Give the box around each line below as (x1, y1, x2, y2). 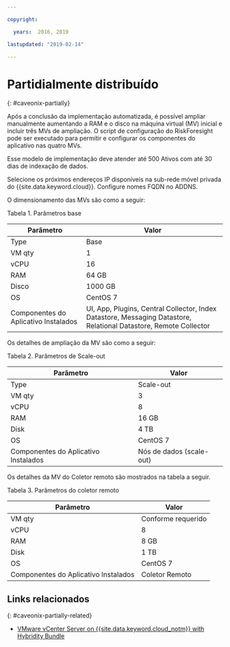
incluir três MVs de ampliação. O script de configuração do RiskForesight (7, 127, 214, 135)
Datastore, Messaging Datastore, (86, 313, 192, 322)
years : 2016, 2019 (13, 28, 69, 35)
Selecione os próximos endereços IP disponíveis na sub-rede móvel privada (7, 176, 222, 184)
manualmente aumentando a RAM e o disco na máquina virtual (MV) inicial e (7, 119, 222, 128)
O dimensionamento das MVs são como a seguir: (7, 196, 146, 204)
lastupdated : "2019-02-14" (7, 40, 84, 48)
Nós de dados (138, 447, 183, 456)
